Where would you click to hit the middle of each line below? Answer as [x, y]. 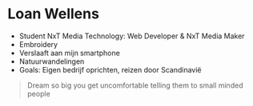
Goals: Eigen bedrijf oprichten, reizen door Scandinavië [110, 69]
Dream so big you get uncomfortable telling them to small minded [135, 85]
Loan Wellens [53, 14]
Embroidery [38, 44]
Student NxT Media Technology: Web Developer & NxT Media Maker [132, 36]
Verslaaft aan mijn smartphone [70, 53]
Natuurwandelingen [52, 61]
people [39, 93]
